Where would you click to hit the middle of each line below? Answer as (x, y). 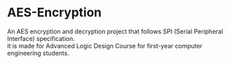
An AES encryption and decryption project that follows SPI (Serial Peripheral (115, 31)
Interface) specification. (41, 38)
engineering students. (38, 53)
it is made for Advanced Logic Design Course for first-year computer (105, 46)
